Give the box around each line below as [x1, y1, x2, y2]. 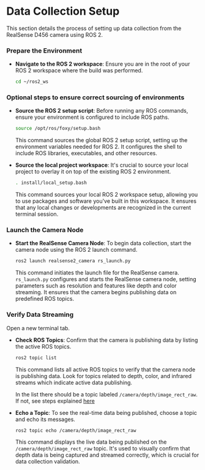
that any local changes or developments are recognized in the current [15, 204, 192, 211]
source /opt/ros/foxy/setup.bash [15, 126, 101, 132]
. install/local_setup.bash [15, 180, 87, 186]
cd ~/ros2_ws [15, 78, 49, 85]
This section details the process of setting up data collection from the [6, 25, 182, 32]
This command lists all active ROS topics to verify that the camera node [15, 366, 196, 373]
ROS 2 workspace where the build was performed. [15, 67, 143, 74]
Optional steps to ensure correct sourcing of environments [6, 93, 185, 102]
